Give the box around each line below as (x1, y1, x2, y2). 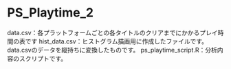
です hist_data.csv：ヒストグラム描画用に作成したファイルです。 (25, 37, 208, 46)
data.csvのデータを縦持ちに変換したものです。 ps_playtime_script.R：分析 (7, 46, 218, 54)
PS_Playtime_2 (7, 5, 94, 21)
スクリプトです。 (19, 54, 67, 63)
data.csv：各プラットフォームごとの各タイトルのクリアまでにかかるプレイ (7, 28, 218, 37)
